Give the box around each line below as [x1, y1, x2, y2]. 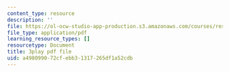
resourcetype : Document [7, 42, 75, 49]
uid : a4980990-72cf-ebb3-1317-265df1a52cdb [7, 55, 133, 62]
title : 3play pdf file [7, 49, 72, 56]
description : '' [7, 16, 53, 23]
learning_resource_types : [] [7, 36, 90, 43]
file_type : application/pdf [7, 29, 88, 36]
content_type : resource [7, 10, 75, 17]
